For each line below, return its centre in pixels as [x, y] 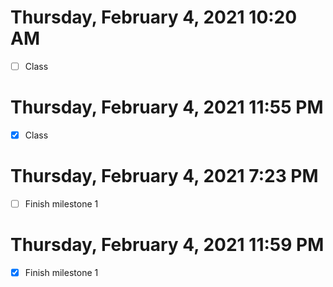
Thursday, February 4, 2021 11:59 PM [167, 245]
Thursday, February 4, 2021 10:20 [154, 17]
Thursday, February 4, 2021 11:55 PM [167, 107]
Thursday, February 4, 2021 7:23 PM [164, 176]
